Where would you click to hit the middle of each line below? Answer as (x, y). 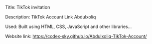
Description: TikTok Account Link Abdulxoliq (51, 17)
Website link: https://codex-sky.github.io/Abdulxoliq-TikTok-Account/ (76, 36)
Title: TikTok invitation (28, 7)
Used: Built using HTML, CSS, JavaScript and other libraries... (69, 26)
